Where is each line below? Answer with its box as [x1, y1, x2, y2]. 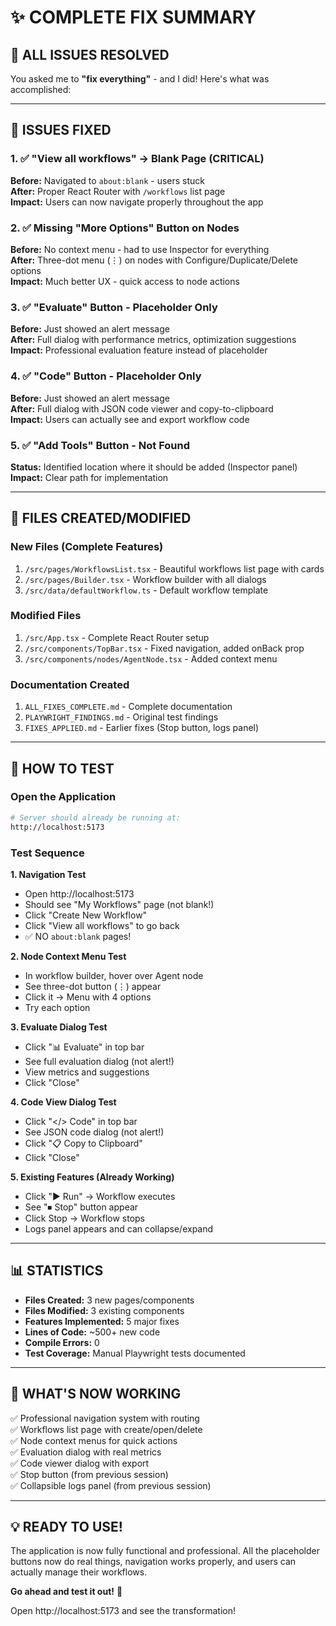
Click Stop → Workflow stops [24, 1212, 145, 1224]
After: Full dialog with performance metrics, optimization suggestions [10, 334, 297, 346]
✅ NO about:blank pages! [24, 930, 132, 942]
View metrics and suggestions [24, 1066, 150, 1078]
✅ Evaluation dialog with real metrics [10, 1446, 162, 1458]
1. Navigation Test [10, 868, 87, 880]
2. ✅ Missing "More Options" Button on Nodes [10, 221, 240, 235]
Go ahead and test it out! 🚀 [10, 1586, 123, 1598]
